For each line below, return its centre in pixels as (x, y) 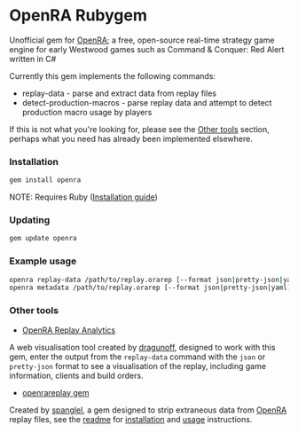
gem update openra (43, 239)
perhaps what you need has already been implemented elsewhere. (131, 138)
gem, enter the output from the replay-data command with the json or (137, 357)
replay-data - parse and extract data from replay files (119, 93)
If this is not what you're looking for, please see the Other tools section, (140, 129)
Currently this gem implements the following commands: (112, 75)
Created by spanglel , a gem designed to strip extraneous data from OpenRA (148, 410)
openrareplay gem (55, 392)
